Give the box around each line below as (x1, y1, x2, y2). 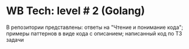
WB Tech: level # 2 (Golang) (6, 4, 145, 18)
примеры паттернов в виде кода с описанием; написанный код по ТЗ (6, 30, 183, 37)
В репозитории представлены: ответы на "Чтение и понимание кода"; (6, 24, 183, 31)
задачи (6, 36, 24, 43)
